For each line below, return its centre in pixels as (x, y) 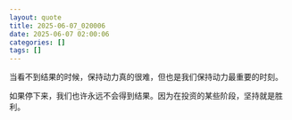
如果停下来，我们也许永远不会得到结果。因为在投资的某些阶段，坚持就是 (142, 96)
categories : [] (38, 42)
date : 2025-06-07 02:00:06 (59, 34)
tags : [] (25, 51)
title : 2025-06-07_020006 (57, 26)
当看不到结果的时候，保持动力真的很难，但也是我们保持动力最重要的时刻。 (146, 77)
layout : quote (36, 17)
